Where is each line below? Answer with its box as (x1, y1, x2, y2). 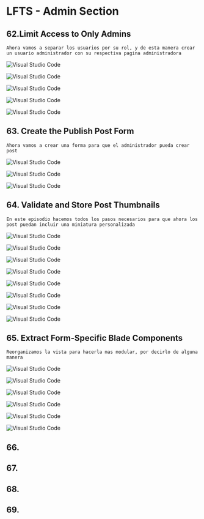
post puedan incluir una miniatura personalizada (6, 222, 136, 228)
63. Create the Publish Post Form (6, 126, 134, 136)
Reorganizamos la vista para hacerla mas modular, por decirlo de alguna (6, 349, 199, 356)
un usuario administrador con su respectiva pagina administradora (6, 50, 182, 56)
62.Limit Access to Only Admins (6, 29, 131, 39)
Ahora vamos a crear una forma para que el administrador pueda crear (6, 142, 190, 148)
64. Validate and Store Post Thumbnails (6, 200, 160, 211)
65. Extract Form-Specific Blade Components (6, 333, 183, 343)
